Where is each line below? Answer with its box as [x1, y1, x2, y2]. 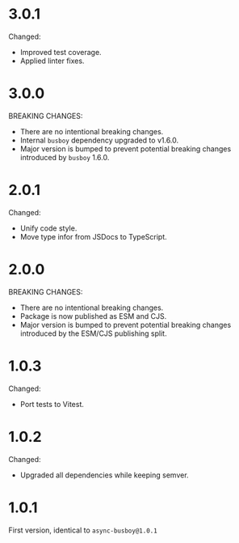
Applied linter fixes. [19, 56, 85, 66]
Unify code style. [19, 223, 78, 233]
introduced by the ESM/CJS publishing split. [19, 329, 167, 338]
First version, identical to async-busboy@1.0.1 [8, 525, 157, 535]
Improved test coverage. [19, 47, 103, 57]
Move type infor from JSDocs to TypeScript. [19, 231, 167, 241]
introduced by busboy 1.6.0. [19, 152, 110, 162]
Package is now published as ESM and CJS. [19, 311, 167, 320]
